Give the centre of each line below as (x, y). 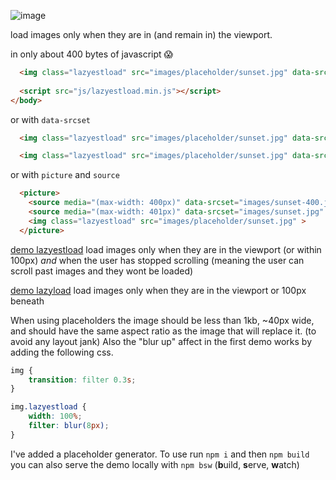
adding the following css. (62, 352)
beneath (27, 301)
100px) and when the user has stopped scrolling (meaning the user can (157, 260)
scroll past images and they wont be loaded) (102, 271)
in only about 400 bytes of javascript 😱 (92, 54)
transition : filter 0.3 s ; (82, 380)
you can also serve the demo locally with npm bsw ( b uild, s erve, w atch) (155, 464)
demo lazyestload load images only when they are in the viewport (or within (166, 249)
